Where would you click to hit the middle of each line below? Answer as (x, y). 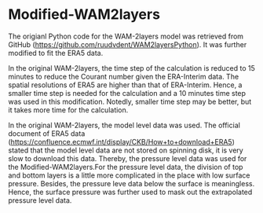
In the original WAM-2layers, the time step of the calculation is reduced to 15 (131, 68)
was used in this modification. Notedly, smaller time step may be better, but (130, 101)
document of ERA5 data (47, 133)
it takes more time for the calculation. (68, 110)
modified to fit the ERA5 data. (56, 53)
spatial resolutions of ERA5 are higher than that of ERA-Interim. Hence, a (125, 85)
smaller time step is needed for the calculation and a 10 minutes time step (127, 93)
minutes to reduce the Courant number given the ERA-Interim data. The (124, 76)
